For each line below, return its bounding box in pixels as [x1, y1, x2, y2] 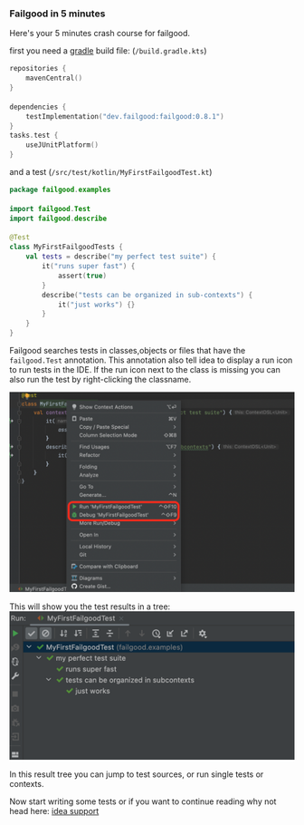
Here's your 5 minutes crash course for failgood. [9, 28, 191, 39]
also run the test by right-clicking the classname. [9, 374, 192, 385]
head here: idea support [9, 805, 100, 816]
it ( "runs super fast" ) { [42, 262, 136, 271]
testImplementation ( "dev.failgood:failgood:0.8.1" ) [25, 112, 224, 121]
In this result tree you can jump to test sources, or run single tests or [9, 769, 264, 780]
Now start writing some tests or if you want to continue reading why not [9, 796, 277, 807]
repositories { [9, 64, 67, 73]
